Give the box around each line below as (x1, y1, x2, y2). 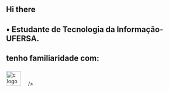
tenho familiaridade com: (6, 54, 99, 63)
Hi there (6, 5, 36, 15)
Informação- (116, 24, 164, 34)
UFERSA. (6, 33, 40, 43)
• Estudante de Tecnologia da (6, 24, 115, 34)
